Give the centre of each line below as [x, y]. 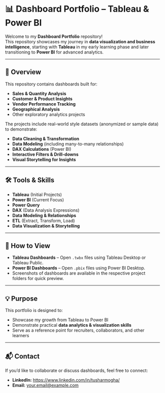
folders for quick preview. [38, 279]
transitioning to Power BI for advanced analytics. [55, 52]
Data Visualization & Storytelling [46, 225]
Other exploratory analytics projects [49, 114]
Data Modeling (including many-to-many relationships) [68, 144]
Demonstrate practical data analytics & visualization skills [72, 325]
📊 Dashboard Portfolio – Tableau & [77, 9]
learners [21, 336]
